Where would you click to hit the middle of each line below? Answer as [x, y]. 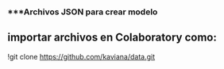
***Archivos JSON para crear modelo [83, 12]
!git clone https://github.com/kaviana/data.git [81, 56]
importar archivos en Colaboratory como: [112, 38]
